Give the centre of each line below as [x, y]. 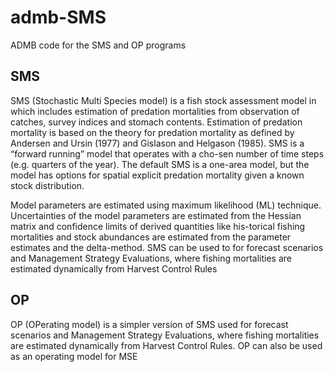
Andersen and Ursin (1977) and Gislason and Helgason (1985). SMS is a [157, 143]
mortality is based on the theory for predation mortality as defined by [152, 132]
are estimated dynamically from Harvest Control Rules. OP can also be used [166, 345]
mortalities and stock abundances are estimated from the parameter [151, 237]
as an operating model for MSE [74, 356]
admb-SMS [58, 17]
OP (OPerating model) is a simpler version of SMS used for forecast [149, 324]
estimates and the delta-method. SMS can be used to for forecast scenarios [167, 247]
